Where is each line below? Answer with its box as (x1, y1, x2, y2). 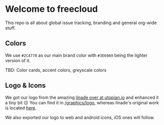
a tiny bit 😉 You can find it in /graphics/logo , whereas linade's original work (5, 99, 159, 105)
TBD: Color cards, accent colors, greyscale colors (5, 67, 107, 73)
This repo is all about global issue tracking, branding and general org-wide (5, 20, 157, 26)
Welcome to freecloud (5, 3, 98, 15)
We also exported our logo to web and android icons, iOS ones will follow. (5, 114, 155, 120)
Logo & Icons (5, 81, 46, 90)
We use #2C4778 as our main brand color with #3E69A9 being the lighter (5, 52, 148, 58)
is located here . (5, 105, 37, 111)
